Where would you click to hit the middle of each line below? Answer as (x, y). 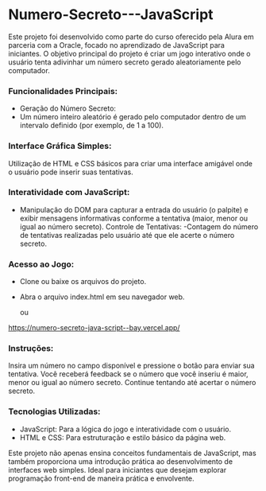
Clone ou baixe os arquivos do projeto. (83, 282)
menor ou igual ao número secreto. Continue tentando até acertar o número (132, 383)
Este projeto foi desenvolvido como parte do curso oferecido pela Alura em (131, 37)
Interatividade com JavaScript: (69, 193)
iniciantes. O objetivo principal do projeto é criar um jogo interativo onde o (129, 53)
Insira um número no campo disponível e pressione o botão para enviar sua (132, 366)
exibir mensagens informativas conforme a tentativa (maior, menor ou (134, 218)
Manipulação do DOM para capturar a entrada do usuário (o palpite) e (134, 209)
